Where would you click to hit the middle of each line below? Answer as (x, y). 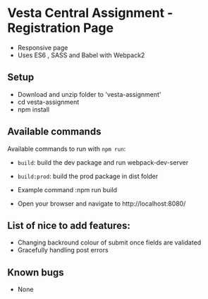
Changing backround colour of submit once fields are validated (109, 242)
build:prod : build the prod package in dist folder (88, 176)
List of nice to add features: (69, 225)
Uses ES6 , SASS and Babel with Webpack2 (81, 55)
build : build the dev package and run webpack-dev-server (103, 162)
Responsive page (43, 47)
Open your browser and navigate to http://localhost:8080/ (102, 204)
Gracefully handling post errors (63, 250)
